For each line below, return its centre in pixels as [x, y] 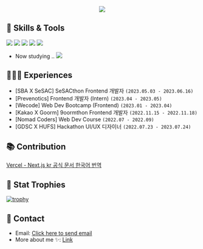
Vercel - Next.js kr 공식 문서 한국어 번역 [54, 165]
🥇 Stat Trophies [36, 185]
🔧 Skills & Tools [36, 28]
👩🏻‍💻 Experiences [40, 75]
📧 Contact [26, 218]
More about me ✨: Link [44, 240]
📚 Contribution [36, 147]
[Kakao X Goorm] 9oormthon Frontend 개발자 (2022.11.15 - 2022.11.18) [106, 112]
